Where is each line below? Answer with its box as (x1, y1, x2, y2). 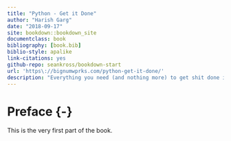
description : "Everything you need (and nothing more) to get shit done (7, 74, 220, 81)
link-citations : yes (7, 55, 67, 62)
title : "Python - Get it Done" (7, 10, 97, 17)
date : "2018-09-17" (7, 23, 63, 30)
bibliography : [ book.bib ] (7, 42, 81, 49)
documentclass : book (7, 36, 67, 43)
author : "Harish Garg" (7, 17, 72, 23)
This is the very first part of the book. (7, 127, 113, 135)
